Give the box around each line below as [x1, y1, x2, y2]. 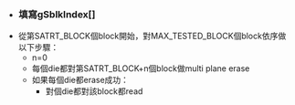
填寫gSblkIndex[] [17, 7, 96, 20]
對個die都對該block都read [45, 86, 143, 97]
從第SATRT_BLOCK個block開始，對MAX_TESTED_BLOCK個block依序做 [17, 30, 287, 42]
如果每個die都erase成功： [31, 75, 130, 86]
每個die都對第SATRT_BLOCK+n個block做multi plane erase [31, 63, 250, 74]
